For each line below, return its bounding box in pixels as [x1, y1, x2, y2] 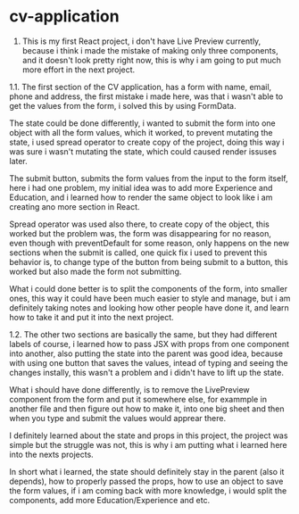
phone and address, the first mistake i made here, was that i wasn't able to [9, 91, 284, 102]
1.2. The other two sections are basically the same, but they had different [9, 328, 278, 340]
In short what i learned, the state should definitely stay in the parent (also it [9, 466, 285, 477]
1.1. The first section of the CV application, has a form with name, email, [9, 81, 272, 92]
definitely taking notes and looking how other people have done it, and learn [9, 302, 289, 313]
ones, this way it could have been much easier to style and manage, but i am [9, 293, 291, 303]
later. [9, 155, 29, 166]
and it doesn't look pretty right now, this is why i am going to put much [21, 54, 281, 65]
